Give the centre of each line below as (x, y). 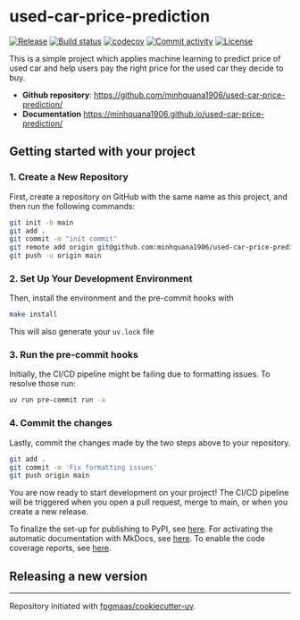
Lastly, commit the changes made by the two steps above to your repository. (150, 442)
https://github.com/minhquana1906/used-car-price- (189, 95)
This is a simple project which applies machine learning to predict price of (145, 58)
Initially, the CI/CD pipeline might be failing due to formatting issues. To (140, 374)
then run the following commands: (72, 206)
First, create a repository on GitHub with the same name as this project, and (148, 196)
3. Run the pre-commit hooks (74, 355)
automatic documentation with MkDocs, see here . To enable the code (137, 539)
